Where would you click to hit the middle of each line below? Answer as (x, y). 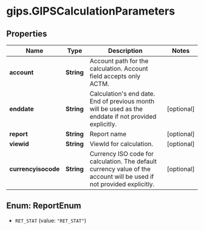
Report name (108, 134)
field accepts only (115, 76)
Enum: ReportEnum (44, 206)
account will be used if (122, 176)
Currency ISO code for (122, 154)
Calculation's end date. (122, 94)
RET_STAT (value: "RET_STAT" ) (51, 220)
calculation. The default (123, 161)
